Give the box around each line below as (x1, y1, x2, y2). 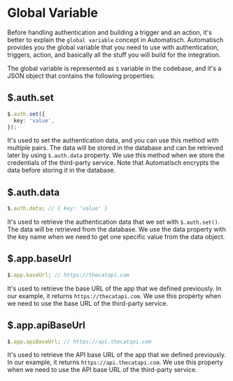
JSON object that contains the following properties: (7, 72, 155, 80)
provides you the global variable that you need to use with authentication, (7, 43, 219, 51)
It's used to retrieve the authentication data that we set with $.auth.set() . (7, 218, 220, 226)
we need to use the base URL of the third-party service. (7, 299, 169, 307)
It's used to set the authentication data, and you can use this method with (7, 136, 219, 145)
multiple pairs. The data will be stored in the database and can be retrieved (7, 144, 224, 152)
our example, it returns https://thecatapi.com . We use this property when (7, 291, 222, 300)
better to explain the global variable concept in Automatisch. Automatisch (7, 35, 224, 44)
